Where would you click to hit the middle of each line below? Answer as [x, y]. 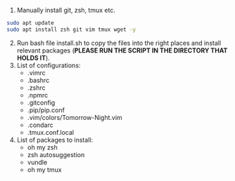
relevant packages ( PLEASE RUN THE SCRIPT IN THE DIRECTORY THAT [122, 50]
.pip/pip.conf [46, 110]
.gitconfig [41, 102]
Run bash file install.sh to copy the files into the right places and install [119, 43]
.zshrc [37, 88]
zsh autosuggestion [56, 154]
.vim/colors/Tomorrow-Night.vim [75, 117]
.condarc [40, 125]
